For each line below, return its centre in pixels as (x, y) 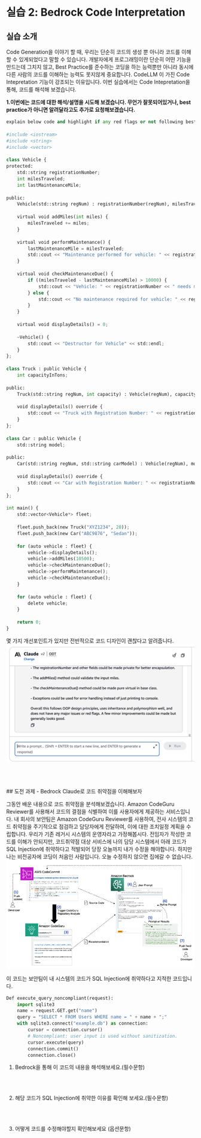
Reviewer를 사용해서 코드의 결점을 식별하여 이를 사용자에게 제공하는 (85, 812)
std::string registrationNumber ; (59, 172)
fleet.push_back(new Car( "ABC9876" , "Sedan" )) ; (77, 533)
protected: (20, 166)
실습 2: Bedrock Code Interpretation (96, 12)
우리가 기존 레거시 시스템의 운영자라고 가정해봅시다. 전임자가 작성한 (107, 834)
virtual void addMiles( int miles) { (63, 217)
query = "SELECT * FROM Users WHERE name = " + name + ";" (92, 1017)
